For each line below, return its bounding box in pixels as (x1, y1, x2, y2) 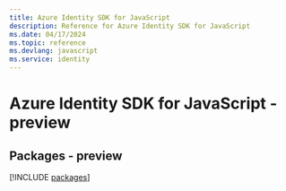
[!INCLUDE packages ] (9, 172, 91, 182)
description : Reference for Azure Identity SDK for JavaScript (9, 22, 251, 30)
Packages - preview (9, 148, 123, 163)
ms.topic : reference (9, 38, 87, 48)
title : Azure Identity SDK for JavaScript (9, 13, 170, 22)
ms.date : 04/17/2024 (9, 30, 87, 39)
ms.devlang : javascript (9, 47, 99, 56)
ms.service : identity (9, 55, 91, 64)
